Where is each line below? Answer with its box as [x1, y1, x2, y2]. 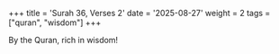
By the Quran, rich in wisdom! [8, 35, 119, 45]
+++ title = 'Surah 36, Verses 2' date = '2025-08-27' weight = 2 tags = [8, 8, 271, 18]
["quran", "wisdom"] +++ [8, 17, 102, 28]
